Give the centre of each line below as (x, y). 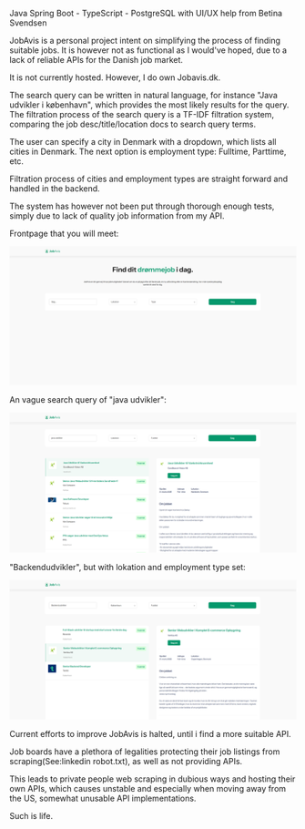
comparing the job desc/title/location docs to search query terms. (133, 124)
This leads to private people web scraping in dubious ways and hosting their (152, 779)
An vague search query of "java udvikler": (88, 400)
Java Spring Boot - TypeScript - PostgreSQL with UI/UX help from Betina (146, 13)
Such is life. (31, 815)
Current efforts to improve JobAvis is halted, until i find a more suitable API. (150, 733)
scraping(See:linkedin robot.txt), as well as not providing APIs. (126, 761)
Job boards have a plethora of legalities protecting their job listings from (145, 752)
